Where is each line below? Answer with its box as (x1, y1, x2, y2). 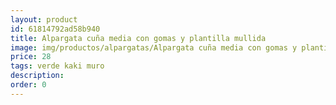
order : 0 (10, 80, 47, 90)
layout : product (10, 14, 78, 25)
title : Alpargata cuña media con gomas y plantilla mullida (10, 33, 267, 43)
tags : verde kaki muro (10, 61, 105, 71)
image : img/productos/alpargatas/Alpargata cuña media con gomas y (10, 42, 298, 53)
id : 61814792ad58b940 (10, 24, 101, 34)
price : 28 (10, 52, 52, 62)
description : (10, 71, 65, 81)
